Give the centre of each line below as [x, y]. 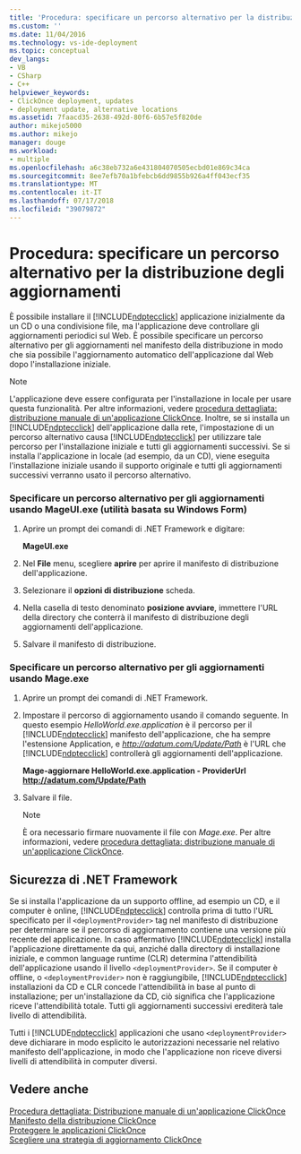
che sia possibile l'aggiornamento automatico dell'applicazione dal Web [142, 354]
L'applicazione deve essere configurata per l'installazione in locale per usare [150, 399]
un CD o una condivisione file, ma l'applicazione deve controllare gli [134, 326]
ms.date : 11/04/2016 [48, 34]
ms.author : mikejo [43, 134]
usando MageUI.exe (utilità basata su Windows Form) [129, 509]
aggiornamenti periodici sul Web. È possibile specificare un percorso [136, 335]
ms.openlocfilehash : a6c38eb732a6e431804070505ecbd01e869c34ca [130, 168]
